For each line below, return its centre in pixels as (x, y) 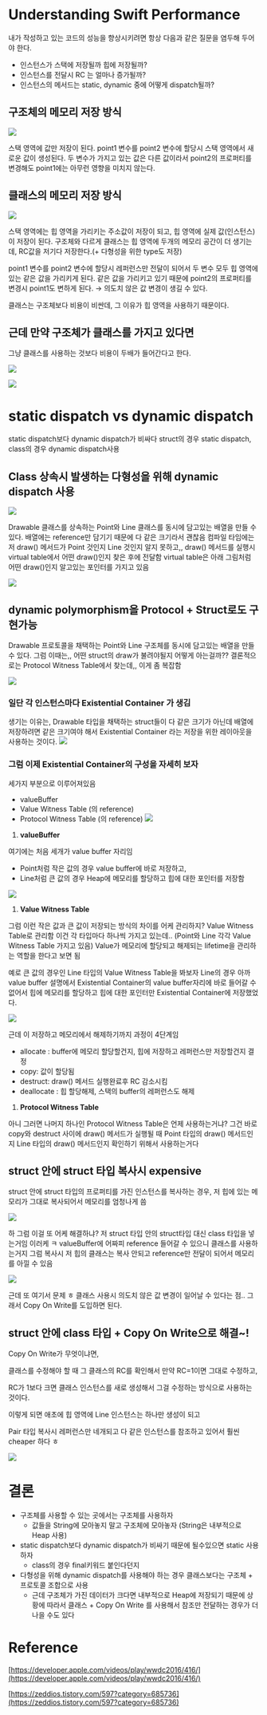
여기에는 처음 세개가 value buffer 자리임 (71, 851)
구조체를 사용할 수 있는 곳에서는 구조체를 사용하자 (96, 1515)
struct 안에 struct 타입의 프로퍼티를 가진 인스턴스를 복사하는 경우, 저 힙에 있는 (129, 1191)
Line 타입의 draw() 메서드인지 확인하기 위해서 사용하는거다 (108, 1144)
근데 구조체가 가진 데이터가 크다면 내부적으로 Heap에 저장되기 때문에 (138, 1595)
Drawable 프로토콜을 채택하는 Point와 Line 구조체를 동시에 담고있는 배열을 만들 (132, 645)
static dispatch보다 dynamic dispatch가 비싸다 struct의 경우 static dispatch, (130, 439)
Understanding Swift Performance (124, 15)
